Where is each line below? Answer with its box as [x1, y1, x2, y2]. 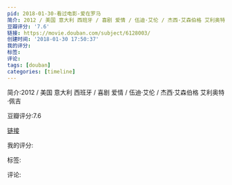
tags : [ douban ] [7, 62, 51, 69]
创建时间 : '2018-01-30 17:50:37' [7, 36, 99, 43]
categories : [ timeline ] [7, 68, 76, 75]
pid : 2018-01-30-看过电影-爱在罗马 [7, 10, 101, 17]
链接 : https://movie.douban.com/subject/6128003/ [7, 29, 151, 37]
